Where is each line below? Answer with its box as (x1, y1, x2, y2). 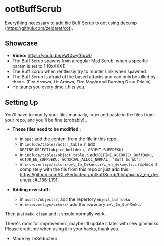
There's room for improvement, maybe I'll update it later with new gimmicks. (5, 220, 160, 226)
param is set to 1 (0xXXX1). (12, 63, 67, 69)
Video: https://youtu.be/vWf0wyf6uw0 (12, 52, 92, 58)
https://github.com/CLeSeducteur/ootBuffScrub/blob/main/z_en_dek (19, 171, 159, 177)
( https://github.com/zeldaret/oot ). (5, 25, 73, 31)
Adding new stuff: (12, 186, 50, 192)
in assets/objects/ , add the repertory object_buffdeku (19, 196, 131, 202)
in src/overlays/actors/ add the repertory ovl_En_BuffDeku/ (19, 201, 142, 207)
